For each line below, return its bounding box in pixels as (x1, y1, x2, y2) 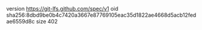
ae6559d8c (6, 18, 35, 25)
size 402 (36, 18, 58, 25)
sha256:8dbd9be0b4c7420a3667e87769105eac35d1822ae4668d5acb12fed (6, 11, 197, 19)
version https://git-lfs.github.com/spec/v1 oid (6, 5, 119, 12)
